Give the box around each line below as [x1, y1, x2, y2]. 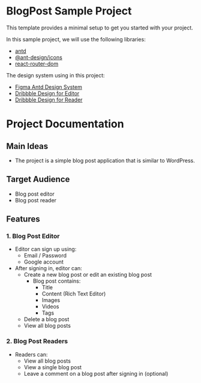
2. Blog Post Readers [6, 337, 68, 346]
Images [41, 297, 61, 304]
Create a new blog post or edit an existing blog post [23, 271, 152, 279]
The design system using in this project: [6, 71, 105, 79]
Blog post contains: [32, 277, 81, 285]
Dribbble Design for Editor [14, 89, 80, 97]
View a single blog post [23, 363, 82, 370]
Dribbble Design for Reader [14, 96, 83, 103]
